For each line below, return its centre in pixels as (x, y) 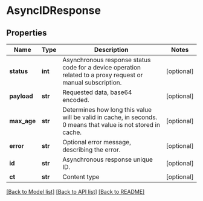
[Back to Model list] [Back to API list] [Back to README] (76, 192)
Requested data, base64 (97, 92)
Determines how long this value (107, 110)
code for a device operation (101, 67)
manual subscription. (92, 82)
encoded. (76, 100)
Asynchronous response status (107, 60)
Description (111, 50)
